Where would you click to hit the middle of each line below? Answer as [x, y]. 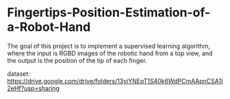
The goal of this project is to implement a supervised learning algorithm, [109, 46]
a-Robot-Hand [49, 27]
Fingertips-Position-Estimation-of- [109, 13]
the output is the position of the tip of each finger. [77, 60]
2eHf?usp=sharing [34, 88]
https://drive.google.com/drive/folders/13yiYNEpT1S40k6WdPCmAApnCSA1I [115, 81]
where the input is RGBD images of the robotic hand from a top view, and [110, 53]
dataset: [19, 74]
